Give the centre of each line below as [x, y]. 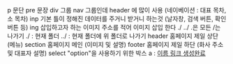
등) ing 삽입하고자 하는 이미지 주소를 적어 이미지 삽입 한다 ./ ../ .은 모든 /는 [120, 27]
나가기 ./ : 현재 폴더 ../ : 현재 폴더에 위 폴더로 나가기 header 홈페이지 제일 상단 [113, 36]
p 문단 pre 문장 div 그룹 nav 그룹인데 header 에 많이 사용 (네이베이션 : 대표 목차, [117, 10]
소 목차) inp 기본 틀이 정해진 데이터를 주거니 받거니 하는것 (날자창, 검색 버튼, [111, 19]
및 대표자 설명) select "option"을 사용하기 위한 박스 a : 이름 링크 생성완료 [106, 53]
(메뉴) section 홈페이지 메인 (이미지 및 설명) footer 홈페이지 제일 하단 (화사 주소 [115, 44]
